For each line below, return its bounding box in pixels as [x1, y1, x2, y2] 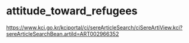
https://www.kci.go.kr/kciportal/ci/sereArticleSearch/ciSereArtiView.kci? [6, 24, 183, 31]
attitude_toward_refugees [6, 4, 138, 18]
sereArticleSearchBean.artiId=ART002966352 [6, 30, 119, 37]
